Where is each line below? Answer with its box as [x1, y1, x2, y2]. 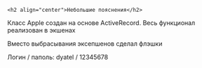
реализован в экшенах [7, 26, 76, 34]
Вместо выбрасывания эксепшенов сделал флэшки [7, 40, 163, 48]
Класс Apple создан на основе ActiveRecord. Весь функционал [7, 19, 196, 27]
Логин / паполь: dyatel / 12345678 [7, 53, 109, 61]
